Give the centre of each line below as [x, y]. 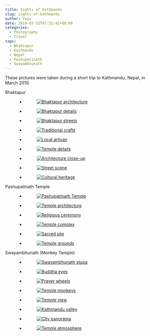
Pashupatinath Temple [28, 187]
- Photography [24, 32]
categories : [17, 28]
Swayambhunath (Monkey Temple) [40, 253]
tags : [10, 41]
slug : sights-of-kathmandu [32, 14]
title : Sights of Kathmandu [34, 9]
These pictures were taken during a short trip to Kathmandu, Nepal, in [75, 78]
